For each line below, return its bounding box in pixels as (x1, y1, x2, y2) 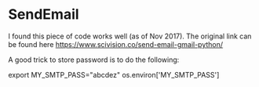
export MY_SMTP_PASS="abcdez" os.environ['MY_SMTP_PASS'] (8, 70, 220, 79)
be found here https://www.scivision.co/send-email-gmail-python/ (8, 39, 224, 49)
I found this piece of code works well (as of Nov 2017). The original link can (8, 31, 252, 41)
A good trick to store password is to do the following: (8, 55, 180, 64)
